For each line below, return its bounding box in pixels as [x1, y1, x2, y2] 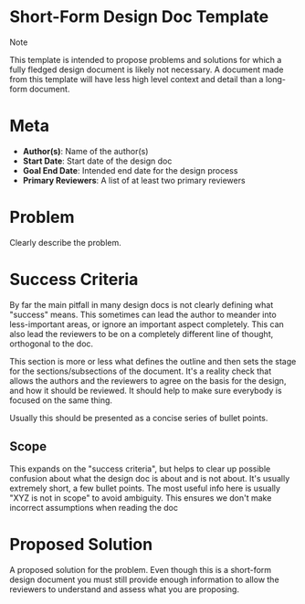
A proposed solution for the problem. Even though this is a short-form [9, 564, 272, 575]
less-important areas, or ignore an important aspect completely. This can [9, 318, 285, 330]
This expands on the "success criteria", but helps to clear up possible [9, 463, 271, 474]
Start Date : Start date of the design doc [22, 155, 173, 166]
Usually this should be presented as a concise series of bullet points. [9, 412, 268, 423]
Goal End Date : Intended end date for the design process [22, 164, 238, 175]
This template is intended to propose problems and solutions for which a [9, 54, 282, 65]
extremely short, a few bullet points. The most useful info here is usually [9, 482, 281, 493]
